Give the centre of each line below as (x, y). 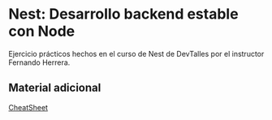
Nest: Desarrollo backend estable (123, 14)
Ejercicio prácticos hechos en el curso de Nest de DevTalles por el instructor (136, 54)
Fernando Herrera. (39, 62)
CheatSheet (28, 107)
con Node (42, 31)
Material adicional (55, 88)
